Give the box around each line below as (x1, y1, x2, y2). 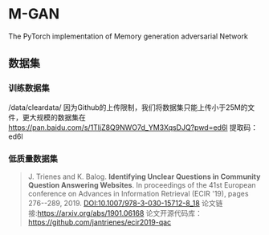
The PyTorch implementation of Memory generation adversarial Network (8, 31, 249, 41)
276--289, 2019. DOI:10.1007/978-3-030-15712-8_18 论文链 (27, 198, 223, 208)
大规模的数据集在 (29, 112, 86, 122)
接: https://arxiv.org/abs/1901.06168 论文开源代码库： (27, 208, 203, 217)
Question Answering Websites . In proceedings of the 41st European (27, 180, 256, 189)
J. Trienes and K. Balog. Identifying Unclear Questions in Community (27, 172, 261, 181)
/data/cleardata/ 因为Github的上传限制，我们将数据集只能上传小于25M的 (8, 102, 248, 112)
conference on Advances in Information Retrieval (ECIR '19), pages (27, 188, 249, 198)
